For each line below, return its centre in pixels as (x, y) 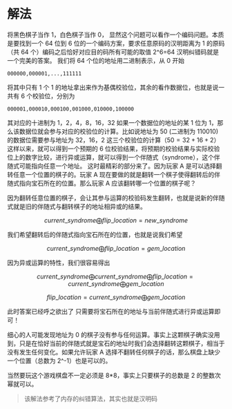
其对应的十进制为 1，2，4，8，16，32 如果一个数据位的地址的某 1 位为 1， (112, 122)
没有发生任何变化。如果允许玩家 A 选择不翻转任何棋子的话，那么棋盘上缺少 (114, 352)
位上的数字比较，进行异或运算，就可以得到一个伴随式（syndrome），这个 (110, 157)
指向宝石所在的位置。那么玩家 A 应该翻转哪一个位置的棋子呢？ (108, 183)
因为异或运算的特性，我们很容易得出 (59, 263)
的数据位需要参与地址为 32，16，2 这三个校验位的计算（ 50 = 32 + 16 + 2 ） (114, 140)
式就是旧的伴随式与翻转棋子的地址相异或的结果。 (77, 206)
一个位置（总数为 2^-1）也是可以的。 (59, 361)
